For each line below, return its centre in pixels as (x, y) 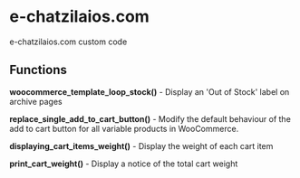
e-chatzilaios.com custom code (68, 42)
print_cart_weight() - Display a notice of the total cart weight (124, 164)
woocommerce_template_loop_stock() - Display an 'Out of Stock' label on (150, 91)
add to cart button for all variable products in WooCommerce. (124, 128)
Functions (39, 70)
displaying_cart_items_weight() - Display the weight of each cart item (141, 145)
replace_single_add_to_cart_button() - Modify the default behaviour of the (150, 118)
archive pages (36, 101)
